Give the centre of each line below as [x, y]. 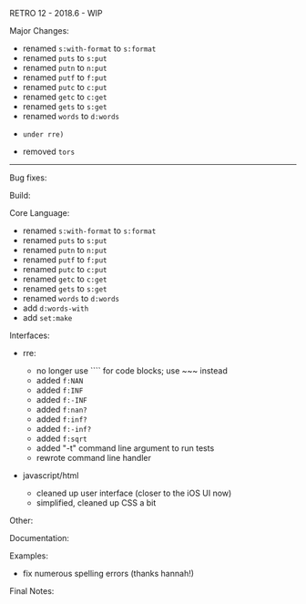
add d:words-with [56, 308]
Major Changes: [40, 31]
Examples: [29, 556]
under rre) [43, 135]
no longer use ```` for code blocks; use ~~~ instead [132, 371]
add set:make [47, 317]
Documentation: [40, 538]
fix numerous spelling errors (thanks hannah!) [108, 573]
